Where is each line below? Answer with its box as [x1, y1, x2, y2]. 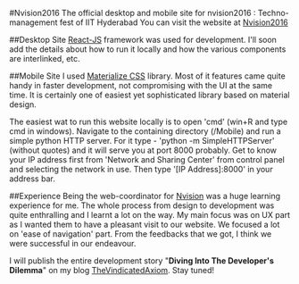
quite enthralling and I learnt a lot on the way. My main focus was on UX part [9, 210, 291, 220]
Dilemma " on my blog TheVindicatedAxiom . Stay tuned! [9, 265, 215, 275]
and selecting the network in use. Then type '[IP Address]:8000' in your [9, 164, 274, 174]
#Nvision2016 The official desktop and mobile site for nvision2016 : [9, 8, 256, 18]
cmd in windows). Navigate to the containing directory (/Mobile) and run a [9, 126, 281, 137]
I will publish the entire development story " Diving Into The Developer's [9, 255, 275, 266]
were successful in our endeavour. [9, 238, 137, 248]
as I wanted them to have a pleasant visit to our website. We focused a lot [9, 219, 280, 230]
